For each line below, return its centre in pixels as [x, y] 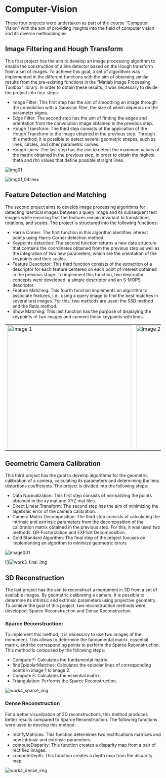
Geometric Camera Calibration [53, 463]
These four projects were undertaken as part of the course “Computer [77, 23]
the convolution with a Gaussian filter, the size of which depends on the [85, 107]
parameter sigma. [30, 113]
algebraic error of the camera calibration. [54, 511]
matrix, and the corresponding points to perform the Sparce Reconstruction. [83, 645]
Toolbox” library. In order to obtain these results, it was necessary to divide [82, 87]
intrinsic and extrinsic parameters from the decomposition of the [78, 522]
